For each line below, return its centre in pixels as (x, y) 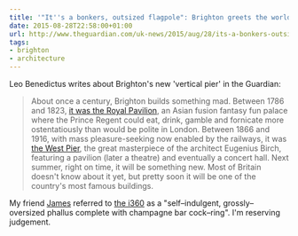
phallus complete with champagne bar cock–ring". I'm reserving (164, 212)
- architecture (37, 59)
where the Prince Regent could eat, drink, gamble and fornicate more (157, 120)
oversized (27, 212)
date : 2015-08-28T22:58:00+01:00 (71, 26)
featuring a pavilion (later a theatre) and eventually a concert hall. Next (160, 157)
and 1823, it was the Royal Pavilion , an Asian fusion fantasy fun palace (159, 110)
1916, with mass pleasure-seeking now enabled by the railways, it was (159, 139)
